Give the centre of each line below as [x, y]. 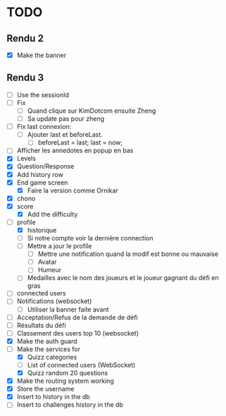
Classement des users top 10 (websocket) [77, 333]
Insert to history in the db [54, 397]
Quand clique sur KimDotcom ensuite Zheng [92, 111]
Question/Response [45, 166]
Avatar [47, 262]
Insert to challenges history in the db [70, 405]
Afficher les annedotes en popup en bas [75, 151]
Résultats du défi [41, 325]
